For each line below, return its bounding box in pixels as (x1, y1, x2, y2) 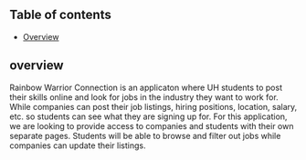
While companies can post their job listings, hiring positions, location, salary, (9, 101, 298, 112)
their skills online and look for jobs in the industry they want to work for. (9, 91, 279, 103)
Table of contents (9, 7, 111, 23)
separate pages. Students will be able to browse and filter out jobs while (9, 130, 281, 141)
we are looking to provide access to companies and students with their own (9, 120, 294, 131)
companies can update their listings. (9, 140, 146, 151)
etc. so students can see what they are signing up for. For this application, (9, 111, 288, 122)
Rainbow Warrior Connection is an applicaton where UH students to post (9, 82, 283, 93)
